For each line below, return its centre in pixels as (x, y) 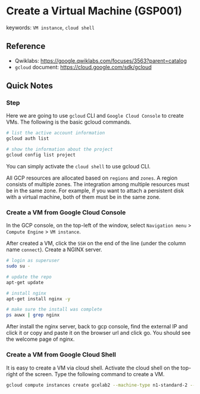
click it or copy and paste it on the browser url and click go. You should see (99, 333)
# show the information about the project (60, 150)
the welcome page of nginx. (40, 339)
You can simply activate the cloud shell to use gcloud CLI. (78, 166)
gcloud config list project (41, 155)
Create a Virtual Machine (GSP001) (94, 11)
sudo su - (18, 266)
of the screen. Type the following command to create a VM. (92, 374)
